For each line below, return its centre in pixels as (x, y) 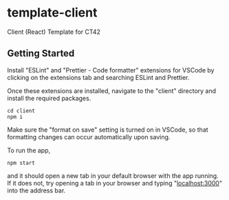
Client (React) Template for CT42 (54, 32)
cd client (21, 111)
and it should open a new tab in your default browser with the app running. (113, 176)
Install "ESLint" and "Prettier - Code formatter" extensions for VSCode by (111, 70)
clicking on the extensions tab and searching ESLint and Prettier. (98, 77)
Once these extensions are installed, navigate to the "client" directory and (112, 90)
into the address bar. (36, 190)
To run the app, (29, 150)
